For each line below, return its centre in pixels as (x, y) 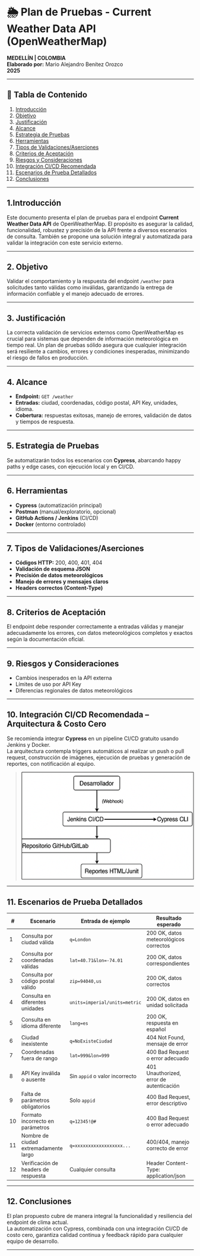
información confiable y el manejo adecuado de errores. (75, 294)
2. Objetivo (27, 267)
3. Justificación (36, 318)
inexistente (34, 1044)
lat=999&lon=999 (90, 1055)
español (156, 1029)
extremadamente (42, 1148)
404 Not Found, (166, 1038)
